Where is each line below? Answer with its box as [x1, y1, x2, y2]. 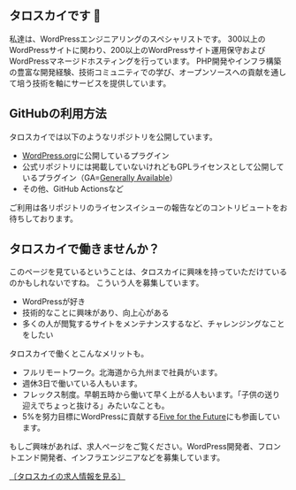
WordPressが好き [21, 296, 86, 307]
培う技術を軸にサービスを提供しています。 [16, 78, 171, 88]
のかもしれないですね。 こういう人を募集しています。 [9, 278, 204, 288]
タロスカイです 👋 [9, 8, 102, 24]
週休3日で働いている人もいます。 [21, 379, 143, 389]
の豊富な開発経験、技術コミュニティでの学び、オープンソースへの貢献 [9, 66, 263, 77]
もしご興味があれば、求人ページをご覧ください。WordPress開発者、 [9, 441, 258, 452]
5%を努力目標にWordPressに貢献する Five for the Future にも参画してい [21, 411, 281, 422]
